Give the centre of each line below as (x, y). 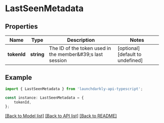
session (58, 60)
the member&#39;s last (76, 54)
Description (81, 40)
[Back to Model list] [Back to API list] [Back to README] (61, 116)
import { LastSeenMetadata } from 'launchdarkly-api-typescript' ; (74, 89)
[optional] (129, 48)
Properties (21, 26)
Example (19, 78)
